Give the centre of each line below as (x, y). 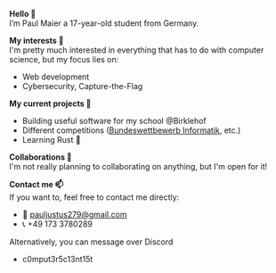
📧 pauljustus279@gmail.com (74, 215)
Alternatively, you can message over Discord (91, 242)
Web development (56, 77)
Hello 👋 (23, 14)
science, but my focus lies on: (64, 59)
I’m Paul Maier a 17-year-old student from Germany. (104, 23)
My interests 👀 (37, 41)
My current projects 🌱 (50, 103)
